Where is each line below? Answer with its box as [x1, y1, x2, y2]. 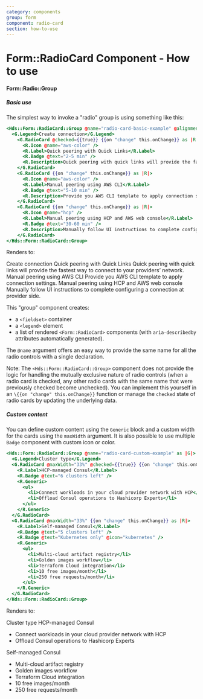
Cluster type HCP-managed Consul [6, 619, 94, 626]
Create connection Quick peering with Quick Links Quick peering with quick [6, 260, 195, 267]
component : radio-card [6, 20, 63, 26]
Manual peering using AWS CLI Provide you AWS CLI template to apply [6, 273, 183, 281]
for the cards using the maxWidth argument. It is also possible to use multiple [6, 432, 195, 439]
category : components [6, 8, 61, 15]
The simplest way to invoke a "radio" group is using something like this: [6, 114, 184, 121]
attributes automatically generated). [14, 335, 105, 342]
